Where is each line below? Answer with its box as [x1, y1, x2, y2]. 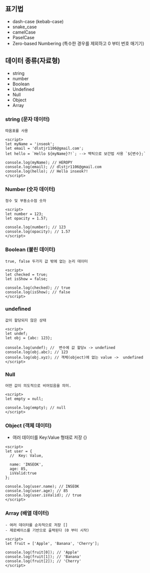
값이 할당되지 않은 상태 [5, 318, 46, 323]
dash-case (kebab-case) [12, 18, 64, 24]
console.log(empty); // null [5, 405, 66, 410]
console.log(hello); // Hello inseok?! [5, 169, 88, 174]
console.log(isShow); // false [5, 289, 70, 295]
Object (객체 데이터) [5, 422, 52, 429]
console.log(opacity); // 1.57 [5, 229, 70, 235]
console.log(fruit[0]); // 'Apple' [5, 549, 79, 555]
